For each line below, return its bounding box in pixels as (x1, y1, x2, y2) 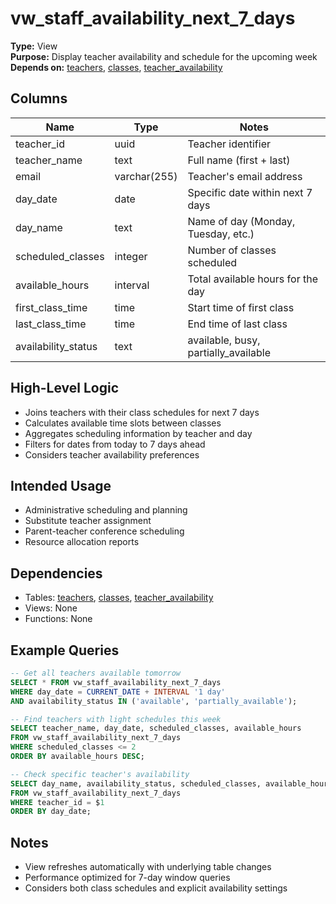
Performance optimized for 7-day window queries (24, 872, 231, 884)
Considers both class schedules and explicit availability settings (24, 882, 288, 894)
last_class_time (15, 317, 87, 331)
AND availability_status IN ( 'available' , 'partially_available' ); (10, 696, 298, 706)
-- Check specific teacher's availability (10, 769, 190, 779)
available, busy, (187, 333, 261, 347)
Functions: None (24, 613, 93, 625)
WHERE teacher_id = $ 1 (10, 797, 105, 807)
